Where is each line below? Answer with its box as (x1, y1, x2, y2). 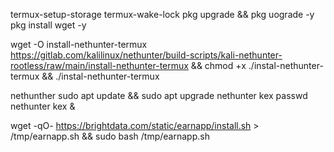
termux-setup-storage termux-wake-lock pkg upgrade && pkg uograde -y (10, 9, 315, 20)
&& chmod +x (190, 60, 247, 71)
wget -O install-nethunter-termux (10, 39, 148, 50)
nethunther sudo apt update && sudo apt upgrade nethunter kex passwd (10, 90, 308, 101)
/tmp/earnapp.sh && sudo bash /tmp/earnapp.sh (10, 130, 210, 142)
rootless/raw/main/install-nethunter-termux (10, 60, 189, 71)
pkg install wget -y (10, 19, 87, 31)
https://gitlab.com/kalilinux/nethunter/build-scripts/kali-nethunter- (10, 49, 283, 61)
